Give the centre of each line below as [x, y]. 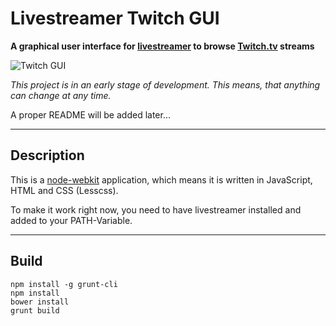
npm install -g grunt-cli [64, 284]
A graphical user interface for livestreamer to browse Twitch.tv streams [162, 46]
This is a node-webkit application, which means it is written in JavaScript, [161, 179]
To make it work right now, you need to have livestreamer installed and [156, 209]
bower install [40, 302]
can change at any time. [61, 95]
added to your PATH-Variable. [71, 220]
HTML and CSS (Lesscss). [64, 190]
